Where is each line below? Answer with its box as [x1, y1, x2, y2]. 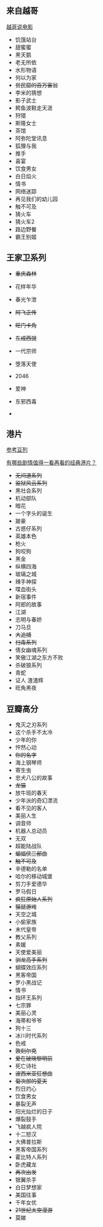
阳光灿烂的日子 [15, 1108, 53, 1115]
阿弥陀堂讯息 [15, 134, 47, 141]
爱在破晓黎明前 [15, 1055, 53, 1062]
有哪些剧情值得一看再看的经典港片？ [6, 459, 97, 466]
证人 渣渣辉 [15, 677, 44, 684]
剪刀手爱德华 [15, 881, 47, 888]
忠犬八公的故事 [15, 774, 53, 782]
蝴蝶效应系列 [15, 964, 47, 971]
